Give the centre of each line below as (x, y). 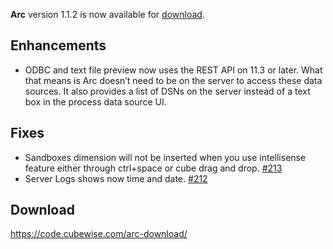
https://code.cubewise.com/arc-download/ (99, 234)
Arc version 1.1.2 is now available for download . (107, 14)
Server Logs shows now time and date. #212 (116, 178)
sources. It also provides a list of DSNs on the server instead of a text (167, 91)
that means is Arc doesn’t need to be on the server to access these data (173, 80)
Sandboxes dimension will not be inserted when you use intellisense (165, 157)
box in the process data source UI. (95, 101)
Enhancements (58, 45)
